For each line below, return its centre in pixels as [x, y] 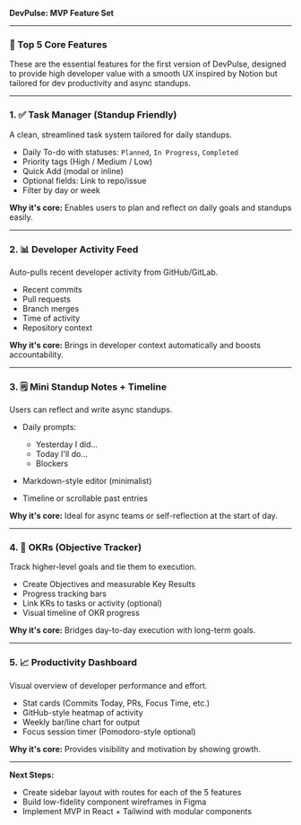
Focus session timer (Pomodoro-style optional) [109, 732]
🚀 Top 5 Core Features [58, 44]
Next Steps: [32, 775]
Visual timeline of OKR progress [81, 613]
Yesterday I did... [67, 444]
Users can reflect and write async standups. [91, 410]
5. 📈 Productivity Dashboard [73, 663]
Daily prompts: [49, 427]
